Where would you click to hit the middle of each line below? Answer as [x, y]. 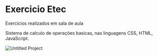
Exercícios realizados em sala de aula [44, 23]
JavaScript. [17, 38]
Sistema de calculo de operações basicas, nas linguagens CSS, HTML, [79, 33]
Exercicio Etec [36, 9]
